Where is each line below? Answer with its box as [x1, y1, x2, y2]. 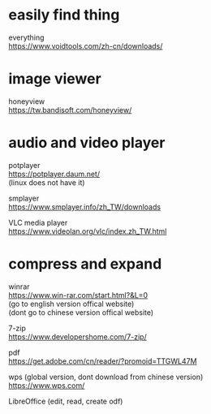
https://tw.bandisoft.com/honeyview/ [8, 105, 132, 114]
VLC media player [8, 218, 68, 227]
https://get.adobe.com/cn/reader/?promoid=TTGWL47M [8, 356, 197, 366]
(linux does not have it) [8, 177, 85, 188]
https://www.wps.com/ [8, 380, 85, 390]
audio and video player [8, 134, 166, 152]
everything [8, 32, 45, 42]
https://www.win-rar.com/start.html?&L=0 [8, 290, 149, 300]
